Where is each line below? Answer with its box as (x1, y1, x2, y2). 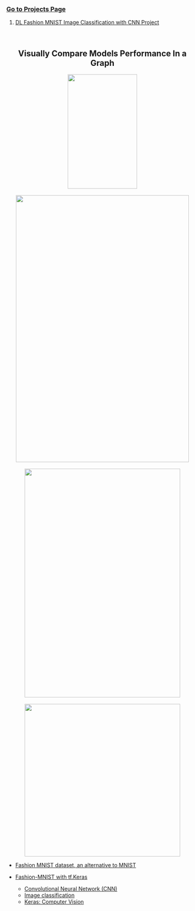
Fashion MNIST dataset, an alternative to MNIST (15, 862, 136, 869)
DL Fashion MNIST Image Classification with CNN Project (15, 19, 160, 26)
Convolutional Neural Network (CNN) (24, 885, 118, 893)
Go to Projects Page (6, 5, 66, 13)
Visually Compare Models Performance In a (18, 48, 187, 59)
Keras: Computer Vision (24, 898, 84, 906)
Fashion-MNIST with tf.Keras (15, 873, 88, 880)
